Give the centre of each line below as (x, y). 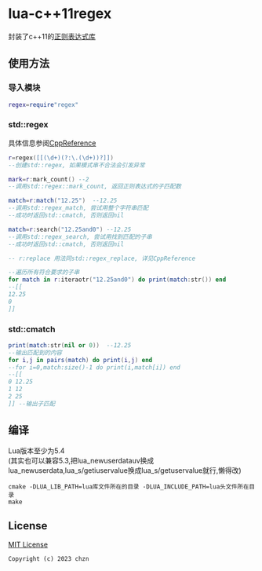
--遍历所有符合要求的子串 (44, 273)
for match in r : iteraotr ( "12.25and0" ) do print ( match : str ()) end (117, 280)
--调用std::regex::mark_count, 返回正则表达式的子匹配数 (95, 187)
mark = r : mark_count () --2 (49, 179)
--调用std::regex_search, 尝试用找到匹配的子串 (80, 236)
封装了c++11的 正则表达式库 (52, 36)
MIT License (28, 545)
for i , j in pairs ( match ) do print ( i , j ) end (80, 360)
